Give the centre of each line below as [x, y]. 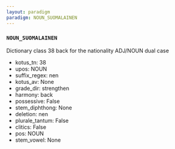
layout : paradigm [28, 12]
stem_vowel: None [38, 140]
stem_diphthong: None [43, 108]
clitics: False [31, 127]
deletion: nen [32, 114]
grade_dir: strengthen [42, 88]
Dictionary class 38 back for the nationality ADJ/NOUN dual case [87, 50]
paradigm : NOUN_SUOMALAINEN [42, 18]
